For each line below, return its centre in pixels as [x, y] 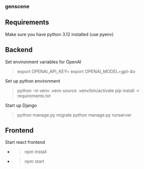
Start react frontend [25, 142]
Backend [19, 50]
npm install [35, 152]
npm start [34, 162]
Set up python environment [33, 81]
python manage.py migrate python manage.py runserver [74, 115]
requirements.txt [34, 96]
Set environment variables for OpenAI [43, 62]
